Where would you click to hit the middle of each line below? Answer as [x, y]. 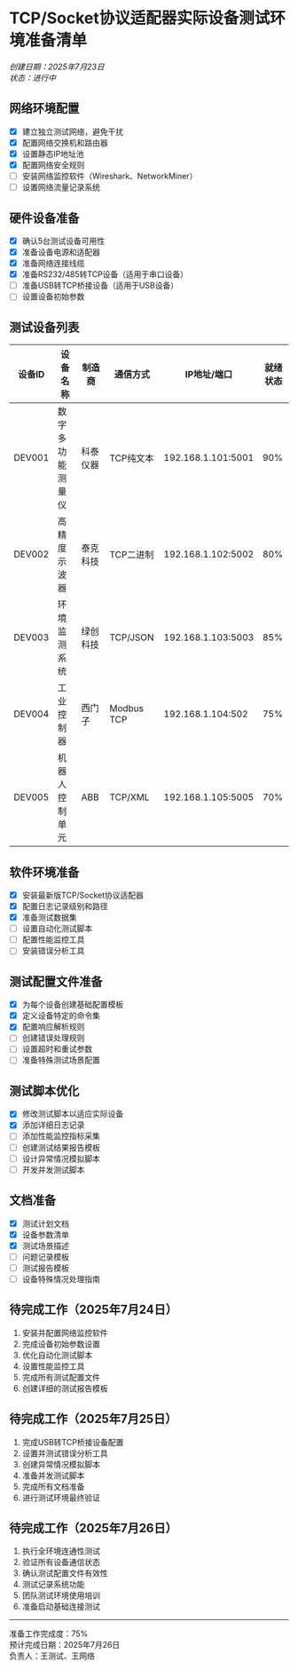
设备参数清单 [45, 1234]
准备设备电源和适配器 [61, 252]
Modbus [127, 708]
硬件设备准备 [44, 218]
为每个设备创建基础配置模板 [73, 1005]
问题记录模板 [45, 1256]
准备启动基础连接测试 [61, 1607]
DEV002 [31, 554]
